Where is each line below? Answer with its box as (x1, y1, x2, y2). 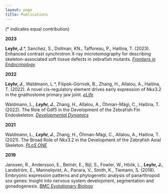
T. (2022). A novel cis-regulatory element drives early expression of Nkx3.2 (5, 86, 161, 92)
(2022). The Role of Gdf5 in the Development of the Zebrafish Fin (5, 107, 140, 113)
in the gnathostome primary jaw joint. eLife (5, 91, 94, 98)
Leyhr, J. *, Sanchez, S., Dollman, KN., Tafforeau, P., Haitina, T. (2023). (5, 45, 150, 51)
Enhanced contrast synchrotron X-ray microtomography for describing (5, 51, 151, 57)
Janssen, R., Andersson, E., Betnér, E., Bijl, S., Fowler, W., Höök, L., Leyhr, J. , (5, 161, 163, 167)
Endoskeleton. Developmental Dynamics (5, 112, 89, 118)
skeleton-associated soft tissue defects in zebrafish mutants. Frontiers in (5, 56, 156, 62)
